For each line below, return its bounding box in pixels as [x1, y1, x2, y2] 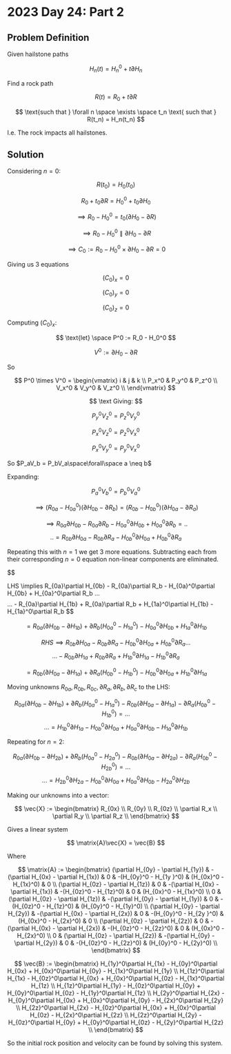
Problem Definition [7, 32, 90, 44]
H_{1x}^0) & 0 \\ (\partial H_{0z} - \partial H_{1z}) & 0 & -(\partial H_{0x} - [12, 880, 219, 888]
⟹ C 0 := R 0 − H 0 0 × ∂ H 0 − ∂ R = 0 [68, 244, 166, 255]
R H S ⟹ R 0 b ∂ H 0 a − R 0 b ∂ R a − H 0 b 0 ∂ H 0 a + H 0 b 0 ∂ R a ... [41, 637, 191, 648]
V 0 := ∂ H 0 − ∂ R [94, 347, 138, 358]
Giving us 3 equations [7, 260, 69, 268]
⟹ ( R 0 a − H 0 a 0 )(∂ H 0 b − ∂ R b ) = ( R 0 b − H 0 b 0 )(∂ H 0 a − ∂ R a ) [35, 502, 199, 513]
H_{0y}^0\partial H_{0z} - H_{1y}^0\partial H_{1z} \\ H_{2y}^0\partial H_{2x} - [7, 988, 225, 997]
